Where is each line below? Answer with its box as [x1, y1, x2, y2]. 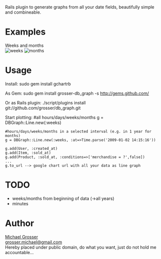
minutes [12, 200, 28, 206]
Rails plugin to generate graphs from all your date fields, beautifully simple [5, 4, 155, 10]
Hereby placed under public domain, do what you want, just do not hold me [5, 244, 157, 250]
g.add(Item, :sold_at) [5, 150, 51, 155]
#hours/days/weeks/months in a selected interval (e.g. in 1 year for [5, 129, 152, 134]
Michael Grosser [5, 234, 38, 239]
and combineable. [5, 9, 41, 15]
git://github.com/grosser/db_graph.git [5, 105, 81, 111]
